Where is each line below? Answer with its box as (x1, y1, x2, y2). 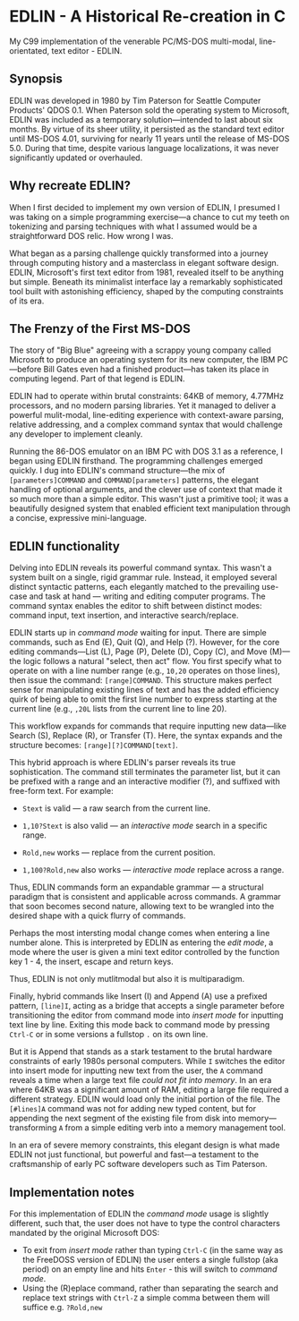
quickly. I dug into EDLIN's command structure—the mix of (9, 465, 226, 476)
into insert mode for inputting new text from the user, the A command (9, 1065, 264, 1076)
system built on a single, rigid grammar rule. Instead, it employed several (9, 572, 278, 583)
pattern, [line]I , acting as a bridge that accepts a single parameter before (9, 1001, 285, 1011)
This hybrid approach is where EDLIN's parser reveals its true (9, 757, 236, 768)
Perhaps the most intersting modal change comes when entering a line (9, 928, 270, 939)
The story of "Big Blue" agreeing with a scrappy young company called (9, 345, 271, 355)
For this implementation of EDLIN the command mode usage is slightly (9, 1208, 269, 1219)
